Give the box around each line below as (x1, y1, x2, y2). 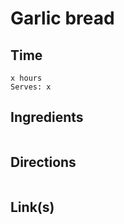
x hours (10, 73, 43, 83)
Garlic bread (10, 7, 115, 30)
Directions (10, 154, 77, 171)
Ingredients (10, 109, 84, 126)
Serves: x (10, 82, 52, 92)
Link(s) (10, 199, 55, 216)
